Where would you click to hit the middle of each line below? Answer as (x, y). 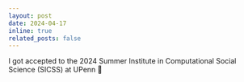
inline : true (30, 31)
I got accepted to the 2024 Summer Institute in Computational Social (122, 61)
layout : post (30, 16)
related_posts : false (45, 38)
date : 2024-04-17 (38, 23)
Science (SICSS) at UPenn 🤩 (55, 70)
